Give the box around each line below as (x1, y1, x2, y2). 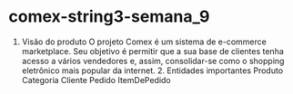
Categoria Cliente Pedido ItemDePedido (21, 74, 172, 85)
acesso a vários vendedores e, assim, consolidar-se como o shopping (21, 55, 285, 66)
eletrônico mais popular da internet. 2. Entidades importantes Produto (21, 65, 284, 76)
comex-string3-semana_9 (8, 6, 210, 27)
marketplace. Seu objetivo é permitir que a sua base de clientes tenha (21, 45, 284, 56)
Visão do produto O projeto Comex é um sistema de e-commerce (21, 36, 268, 47)
